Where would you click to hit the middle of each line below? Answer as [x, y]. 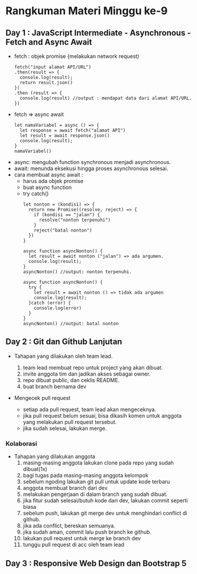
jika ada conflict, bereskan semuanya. [69, 526]
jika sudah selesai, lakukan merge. [65, 428]
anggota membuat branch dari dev [65, 488]
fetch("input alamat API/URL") [53, 67]
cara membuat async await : [49, 175]
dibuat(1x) [35, 469]
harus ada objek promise [53, 181]
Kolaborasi [21, 444]
